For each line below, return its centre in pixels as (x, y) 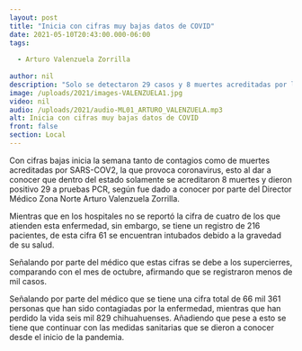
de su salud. (32, 245)
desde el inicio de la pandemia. (67, 337)
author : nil (31, 76)
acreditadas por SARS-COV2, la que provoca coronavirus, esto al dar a (140, 170)
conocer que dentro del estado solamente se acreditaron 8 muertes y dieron (151, 179)
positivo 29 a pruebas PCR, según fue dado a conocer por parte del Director (151, 189)
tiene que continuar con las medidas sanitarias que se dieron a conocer (142, 327)
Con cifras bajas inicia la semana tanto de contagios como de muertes (140, 160)
